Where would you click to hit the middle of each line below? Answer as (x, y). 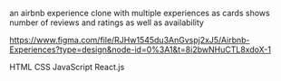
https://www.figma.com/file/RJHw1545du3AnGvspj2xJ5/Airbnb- (130, 40)
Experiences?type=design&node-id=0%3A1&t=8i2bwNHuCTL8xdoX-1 (140, 49)
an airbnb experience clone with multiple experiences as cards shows (140, 13)
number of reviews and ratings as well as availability (107, 22)
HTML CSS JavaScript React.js (67, 67)
